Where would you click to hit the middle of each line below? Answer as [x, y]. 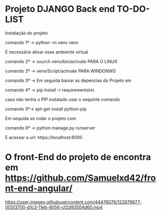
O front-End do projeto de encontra [78, 157]
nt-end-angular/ [39, 188]
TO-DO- [134, 9]
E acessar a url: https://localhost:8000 [44, 137]
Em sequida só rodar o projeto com [40, 118]
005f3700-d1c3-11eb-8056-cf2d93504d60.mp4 [54, 207]
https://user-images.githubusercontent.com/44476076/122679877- [74, 202]
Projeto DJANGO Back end [60, 9]
